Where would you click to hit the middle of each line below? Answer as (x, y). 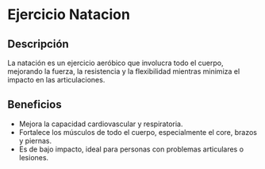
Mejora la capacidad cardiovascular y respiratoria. (101, 124)
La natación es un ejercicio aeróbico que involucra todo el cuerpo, (115, 63)
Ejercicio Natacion (69, 15)
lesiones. (34, 157)
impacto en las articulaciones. (56, 80)
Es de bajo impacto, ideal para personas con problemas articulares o (131, 149)
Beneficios (35, 105)
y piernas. (35, 140)
